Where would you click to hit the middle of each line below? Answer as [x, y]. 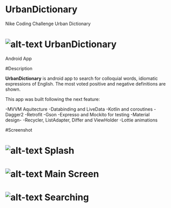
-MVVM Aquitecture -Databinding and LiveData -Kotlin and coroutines [79, 109]
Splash [59, 151]
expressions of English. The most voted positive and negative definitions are [86, 84]
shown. [13, 89]
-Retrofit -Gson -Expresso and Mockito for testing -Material [87, 114]
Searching [67, 197]
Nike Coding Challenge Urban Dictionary [48, 24]
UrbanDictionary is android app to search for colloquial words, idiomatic [82, 78]
